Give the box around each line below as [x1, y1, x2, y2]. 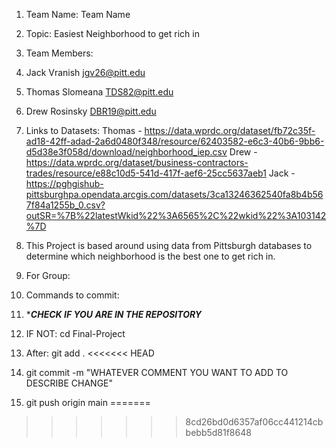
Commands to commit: [25, 289, 120, 301]
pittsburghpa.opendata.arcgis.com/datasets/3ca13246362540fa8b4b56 [25, 189, 324, 200]
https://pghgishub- [25, 178, 104, 189]
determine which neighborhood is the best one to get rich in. [25, 250, 276, 262]
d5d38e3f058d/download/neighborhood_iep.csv [25, 146, 228, 158]
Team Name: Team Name [25, 9, 131, 20]
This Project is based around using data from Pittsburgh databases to [25, 240, 313, 251]
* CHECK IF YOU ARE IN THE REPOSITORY [25, 309, 203, 320]
